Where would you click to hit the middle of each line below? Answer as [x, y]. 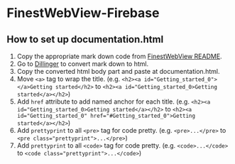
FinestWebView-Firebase [83, 13]
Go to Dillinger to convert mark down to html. [83, 64]
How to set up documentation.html [85, 39]
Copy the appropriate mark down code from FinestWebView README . [119, 56]
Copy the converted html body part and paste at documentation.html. [118, 71]
